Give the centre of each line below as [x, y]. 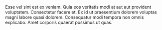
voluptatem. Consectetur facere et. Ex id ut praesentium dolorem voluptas [81, 12]
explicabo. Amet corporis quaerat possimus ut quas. [59, 22]
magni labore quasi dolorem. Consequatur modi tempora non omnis [75, 17]
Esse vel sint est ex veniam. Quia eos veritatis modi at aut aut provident [78, 7]
